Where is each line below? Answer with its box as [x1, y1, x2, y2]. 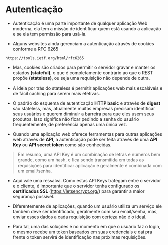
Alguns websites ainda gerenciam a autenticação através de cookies [12, 40, 154, 46]
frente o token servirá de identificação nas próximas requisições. [12, 234, 147, 240]
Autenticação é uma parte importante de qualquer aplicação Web [12, 20, 148, 26]
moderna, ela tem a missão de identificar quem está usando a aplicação [12, 25, 161, 31]
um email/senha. [17, 168, 52, 174]
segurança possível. [12, 193, 54, 199]
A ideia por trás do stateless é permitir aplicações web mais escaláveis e [12, 85, 163, 91]
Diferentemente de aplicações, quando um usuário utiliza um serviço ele [12, 203, 162, 209]
